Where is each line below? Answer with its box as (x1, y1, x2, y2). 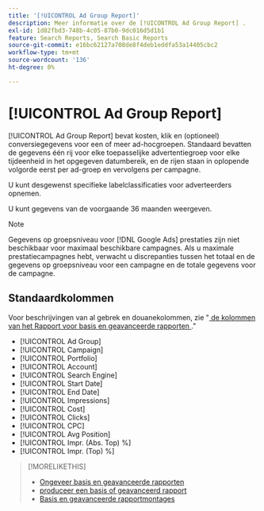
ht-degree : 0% (8, 64, 55, 72)
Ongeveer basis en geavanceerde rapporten (39, 477, 185, 486)
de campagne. (8, 268, 55, 278)
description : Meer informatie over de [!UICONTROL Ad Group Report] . (8, 19, 247, 27)
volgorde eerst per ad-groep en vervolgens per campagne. (8, 165, 201, 174)
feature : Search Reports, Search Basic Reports (8, 33, 169, 42)
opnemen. (8, 188, 42, 198)
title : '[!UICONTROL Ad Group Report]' (8, 11, 140, 20)
